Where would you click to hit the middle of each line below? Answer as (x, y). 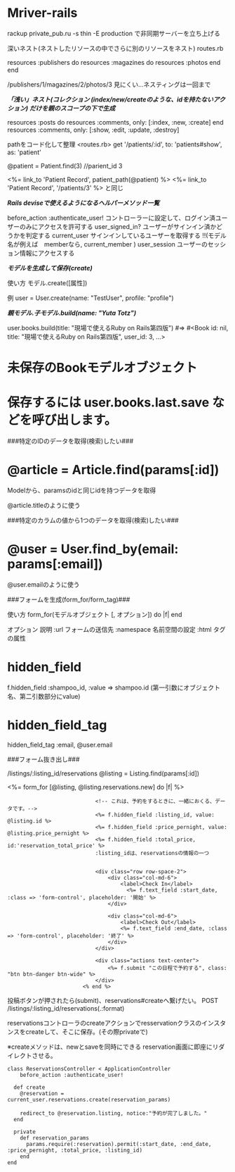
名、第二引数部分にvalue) (44, 696)
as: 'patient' (25, 152)
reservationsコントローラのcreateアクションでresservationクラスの (105, 1023)
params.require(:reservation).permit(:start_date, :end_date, (119, 1144)
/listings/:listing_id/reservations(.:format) (66, 1008)
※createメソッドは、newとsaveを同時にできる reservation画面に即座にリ (113, 1047)
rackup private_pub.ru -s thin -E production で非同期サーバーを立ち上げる (114, 33)
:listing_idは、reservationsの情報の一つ (152, 853)
